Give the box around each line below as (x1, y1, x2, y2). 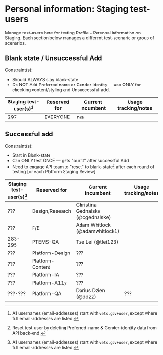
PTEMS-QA (32, 238, 59, 245)
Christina (76, 202, 97, 208)
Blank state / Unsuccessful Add (5, 54, 102, 63)
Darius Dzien (76, 287, 105, 294)
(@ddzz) (76, 293, 96, 300)
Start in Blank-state (12, 152, 51, 158)
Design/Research (32, 207, 71, 214)
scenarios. (5, 40, 26, 46)
